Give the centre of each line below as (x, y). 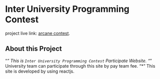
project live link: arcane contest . (38, 33)
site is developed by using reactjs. (40, 71)
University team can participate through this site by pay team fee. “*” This (80, 66)
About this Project (34, 49)
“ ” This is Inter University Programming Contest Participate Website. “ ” (79, 61)
